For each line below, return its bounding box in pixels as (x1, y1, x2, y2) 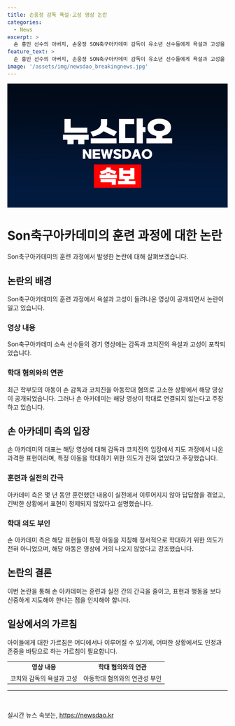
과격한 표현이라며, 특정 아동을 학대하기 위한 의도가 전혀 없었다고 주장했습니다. (7, 454, 218, 463)
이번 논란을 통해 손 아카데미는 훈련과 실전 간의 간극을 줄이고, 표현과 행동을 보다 (7, 587, 222, 595)
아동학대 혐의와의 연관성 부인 (83, 673, 162, 683)
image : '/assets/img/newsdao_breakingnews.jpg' (7, 63, 149, 70)
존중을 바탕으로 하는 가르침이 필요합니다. (7, 647, 117, 655)
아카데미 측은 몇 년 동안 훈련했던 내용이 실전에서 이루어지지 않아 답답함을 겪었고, (7, 491, 226, 499)
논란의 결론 (7, 567, 52, 579)
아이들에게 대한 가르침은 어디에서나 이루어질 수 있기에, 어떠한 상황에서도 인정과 (7, 638, 222, 646)
